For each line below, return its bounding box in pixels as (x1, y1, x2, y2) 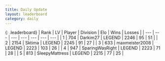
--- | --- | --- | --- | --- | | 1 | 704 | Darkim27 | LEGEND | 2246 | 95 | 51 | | (10, 35, 158, 41)
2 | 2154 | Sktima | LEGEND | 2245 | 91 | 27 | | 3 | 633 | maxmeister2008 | (5, 40, 154, 46)
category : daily (5, 16, 38, 21)
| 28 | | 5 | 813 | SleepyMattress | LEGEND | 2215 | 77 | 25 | (5, 50, 124, 56)
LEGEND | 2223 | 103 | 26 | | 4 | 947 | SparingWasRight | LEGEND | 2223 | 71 (5, 45, 161, 51)
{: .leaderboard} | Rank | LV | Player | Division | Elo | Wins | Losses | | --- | (5, 30, 154, 36)
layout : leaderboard (5, 12, 48, 17)
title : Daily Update (5, 7, 48, 12)
